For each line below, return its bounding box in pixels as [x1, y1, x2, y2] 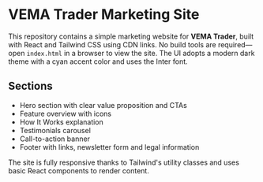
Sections [8, 80, 53, 93]
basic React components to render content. [8, 165, 150, 175]
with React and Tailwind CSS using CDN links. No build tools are [8, 39, 216, 49]
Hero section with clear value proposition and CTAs [19, 100, 187, 110]
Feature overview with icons [19, 109, 112, 118]
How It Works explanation [19, 117, 104, 127]
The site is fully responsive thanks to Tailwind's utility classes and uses [8, 158, 239, 167]
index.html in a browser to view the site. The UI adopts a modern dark [26, 48, 255, 58]
